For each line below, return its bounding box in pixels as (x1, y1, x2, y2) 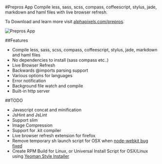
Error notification (12, 78, 46, 83)
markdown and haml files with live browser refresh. (5, 9, 108, 15)
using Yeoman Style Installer (12, 153, 70, 159)
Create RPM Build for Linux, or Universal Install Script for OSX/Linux (12, 148, 148, 154)
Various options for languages (12, 73, 73, 78)
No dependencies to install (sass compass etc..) (12, 57, 109, 63)
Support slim (12, 117, 38, 123)
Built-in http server (12, 88, 50, 94)
